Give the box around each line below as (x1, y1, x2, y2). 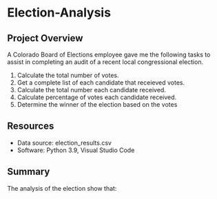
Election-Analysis (7, 5, 112, 21)
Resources (7, 121, 54, 132)
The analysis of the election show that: (7, 184, 117, 192)
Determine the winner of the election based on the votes (17, 101, 178, 108)
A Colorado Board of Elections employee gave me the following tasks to (7, 50, 211, 59)
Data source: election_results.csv (17, 138, 112, 147)
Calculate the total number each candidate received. (17, 86, 167, 94)
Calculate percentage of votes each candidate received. (17, 93, 177, 101)
